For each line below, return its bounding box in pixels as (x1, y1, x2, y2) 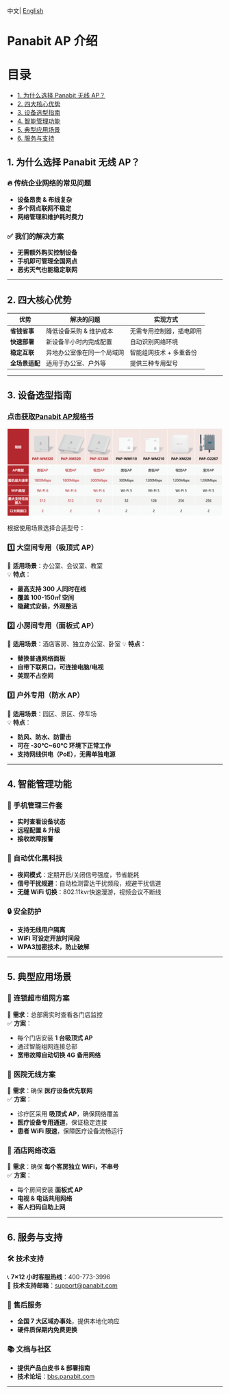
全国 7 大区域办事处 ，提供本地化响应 (16, 1317, 120, 1325)
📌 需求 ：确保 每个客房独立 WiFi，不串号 (7, 1163, 119, 1171)
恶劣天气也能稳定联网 (16, 266, 77, 274)
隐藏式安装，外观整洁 (16, 602, 77, 610)
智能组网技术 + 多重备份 (129, 348, 197, 356)
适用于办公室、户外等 (46, 359, 106, 367)
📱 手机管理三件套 (7, 801, 63, 810)
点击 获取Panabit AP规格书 (7, 412, 94, 422)
